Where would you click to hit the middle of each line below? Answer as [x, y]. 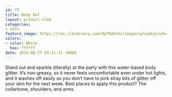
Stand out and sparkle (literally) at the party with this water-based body [81, 67]
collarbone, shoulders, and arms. [40, 89]
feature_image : [21, 34]
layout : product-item [28, 19]
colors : [14, 39]
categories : [18, 24]
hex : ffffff [23, 48]
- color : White [21, 43]
